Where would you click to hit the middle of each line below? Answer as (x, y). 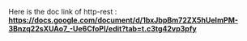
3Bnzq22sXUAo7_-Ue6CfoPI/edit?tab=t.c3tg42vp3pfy (102, 29)
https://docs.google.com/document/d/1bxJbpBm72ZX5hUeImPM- (123, 20)
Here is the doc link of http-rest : (63, 12)
